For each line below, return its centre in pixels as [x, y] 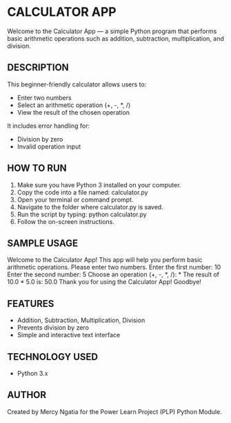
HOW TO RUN [37, 168]
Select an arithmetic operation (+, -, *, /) [74, 105]
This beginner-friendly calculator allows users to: [77, 84]
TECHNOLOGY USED [53, 357]
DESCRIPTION [38, 67]
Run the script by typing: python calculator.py [82, 214]
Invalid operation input [49, 147]
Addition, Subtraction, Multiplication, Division [81, 320]
